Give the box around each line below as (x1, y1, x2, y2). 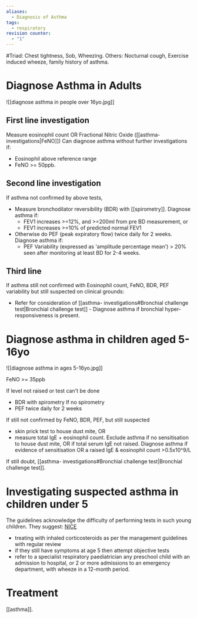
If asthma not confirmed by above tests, (6, 194, 103, 201)
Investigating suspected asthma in (6, 485, 179, 498)
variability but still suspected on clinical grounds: (6, 288, 125, 295)
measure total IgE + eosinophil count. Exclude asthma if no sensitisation (14, 434, 189, 441)
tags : (6, 19, 19, 25)
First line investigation (6, 115, 89, 125)
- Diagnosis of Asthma (11, 14, 67, 20)
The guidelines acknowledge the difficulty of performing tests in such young (6, 517, 192, 524)
